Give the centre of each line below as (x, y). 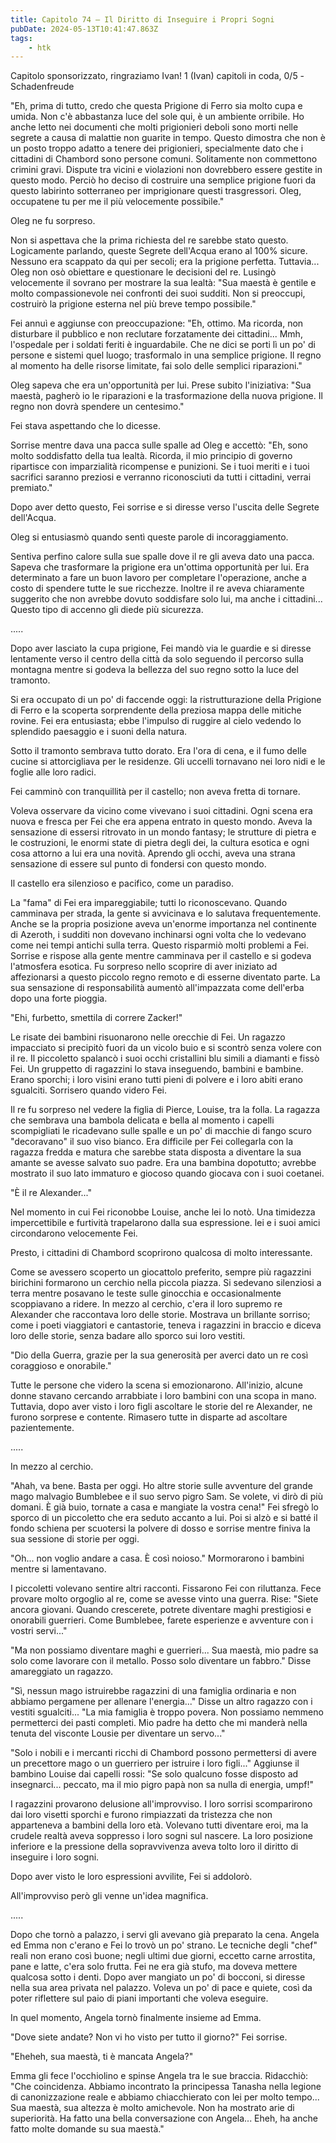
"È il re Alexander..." (51, 1193)
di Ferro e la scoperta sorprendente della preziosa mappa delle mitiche (156, 710)
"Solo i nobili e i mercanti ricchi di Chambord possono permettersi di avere (163, 1753)
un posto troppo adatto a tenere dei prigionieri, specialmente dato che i (157, 148)
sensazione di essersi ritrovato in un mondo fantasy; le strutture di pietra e (163, 832)
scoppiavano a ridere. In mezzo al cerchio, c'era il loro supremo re (146, 1304)
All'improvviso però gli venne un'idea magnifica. (109, 1896)
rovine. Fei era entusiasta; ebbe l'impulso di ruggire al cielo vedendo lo (156, 721)
